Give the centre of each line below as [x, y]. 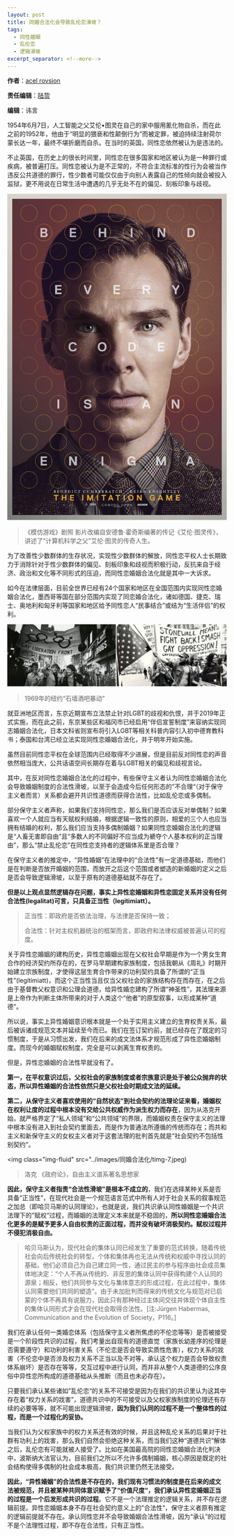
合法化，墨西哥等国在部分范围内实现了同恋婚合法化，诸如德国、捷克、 [114, 597]
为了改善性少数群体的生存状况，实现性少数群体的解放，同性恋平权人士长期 [114, 555]
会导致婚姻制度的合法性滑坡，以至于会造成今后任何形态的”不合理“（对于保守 [115, 787]
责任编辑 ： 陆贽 [29, 95]
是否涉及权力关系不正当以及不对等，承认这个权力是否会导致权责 [135, 1358]
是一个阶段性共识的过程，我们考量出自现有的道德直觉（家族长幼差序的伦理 [114, 1340]
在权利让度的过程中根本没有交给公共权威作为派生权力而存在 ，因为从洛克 [111, 1109]
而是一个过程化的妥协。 [53, 1417]
